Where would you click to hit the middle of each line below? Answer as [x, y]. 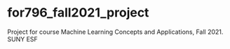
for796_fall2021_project [78, 13]
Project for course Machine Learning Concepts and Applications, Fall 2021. [115, 32]
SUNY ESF [23, 39]
